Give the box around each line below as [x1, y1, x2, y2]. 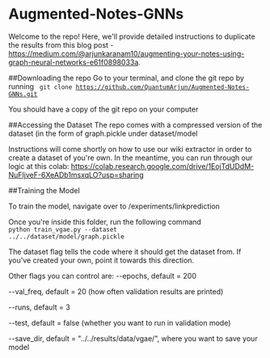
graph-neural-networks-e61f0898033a [8, 57, 139, 67]
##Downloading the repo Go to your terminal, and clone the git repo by [8, 73, 245, 82]
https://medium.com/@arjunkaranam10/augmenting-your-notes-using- [8, 48, 245, 58]
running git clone [8, 82, 73, 91]
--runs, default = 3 [8, 302, 70, 312]
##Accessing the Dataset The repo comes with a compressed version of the [8, 120, 263, 129]
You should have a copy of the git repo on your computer [8, 104, 199, 114]
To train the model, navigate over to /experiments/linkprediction [8, 201, 221, 211]
